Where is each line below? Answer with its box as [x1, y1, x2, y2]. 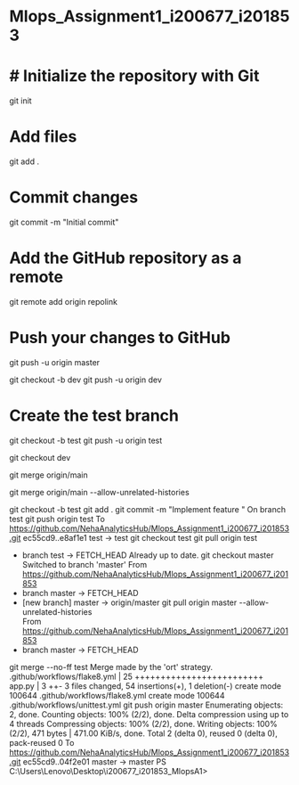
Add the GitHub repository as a [9, 248, 242, 268]
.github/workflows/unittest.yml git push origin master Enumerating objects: [9, 699, 284, 710]
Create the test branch [9, 405, 180, 426]
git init [9, 95, 33, 106]
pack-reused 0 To [9, 737, 75, 748]
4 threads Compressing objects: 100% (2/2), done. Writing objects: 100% [9, 718, 278, 729]
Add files [9, 127, 77, 147]
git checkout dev [9, 452, 71, 462]
